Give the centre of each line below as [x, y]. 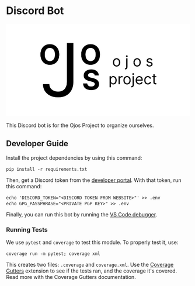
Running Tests [27, 229]
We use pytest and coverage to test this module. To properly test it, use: [92, 242]
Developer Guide [37, 144]
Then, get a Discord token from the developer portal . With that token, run [94, 180]
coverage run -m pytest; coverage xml [53, 254]
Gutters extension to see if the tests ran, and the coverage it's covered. [92, 271]
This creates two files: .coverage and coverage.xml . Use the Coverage [90, 265]
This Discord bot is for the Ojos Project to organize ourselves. [80, 125]
